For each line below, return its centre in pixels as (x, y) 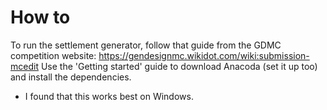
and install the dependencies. (71, 77)
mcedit (24, 66)
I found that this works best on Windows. (109, 96)
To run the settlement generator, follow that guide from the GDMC (146, 45)
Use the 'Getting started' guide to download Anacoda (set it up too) (179, 66)
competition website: (53, 55)
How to (40, 17)
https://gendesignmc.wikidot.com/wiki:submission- (204, 55)
